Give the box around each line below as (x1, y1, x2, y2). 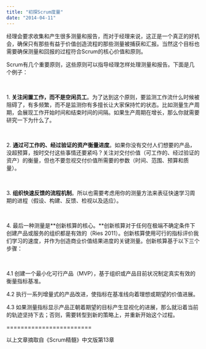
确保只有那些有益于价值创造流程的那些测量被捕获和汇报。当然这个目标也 (17, 40, 200, 47)
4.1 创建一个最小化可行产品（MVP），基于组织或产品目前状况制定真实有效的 (6, 269, 196, 277)
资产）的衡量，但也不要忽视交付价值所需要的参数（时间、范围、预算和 (6, 156, 184, 164)
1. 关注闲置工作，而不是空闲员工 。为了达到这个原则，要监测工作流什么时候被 (6, 93, 200, 101)
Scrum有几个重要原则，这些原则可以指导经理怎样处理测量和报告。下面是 (6, 61, 189, 68)
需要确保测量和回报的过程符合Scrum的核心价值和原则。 (6, 47, 147, 55)
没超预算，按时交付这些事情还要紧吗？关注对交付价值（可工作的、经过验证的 (6, 148, 200, 156)
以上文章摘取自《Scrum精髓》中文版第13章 (6, 336, 115, 343)
